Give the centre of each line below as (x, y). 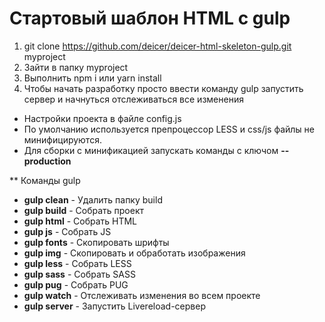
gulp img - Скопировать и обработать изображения (134, 253)
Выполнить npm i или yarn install (92, 78)
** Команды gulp (45, 180)
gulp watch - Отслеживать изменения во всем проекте (142, 295)
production (47, 161)
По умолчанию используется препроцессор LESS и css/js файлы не (169, 129)
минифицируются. (62, 139)
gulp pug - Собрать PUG (76, 284)
